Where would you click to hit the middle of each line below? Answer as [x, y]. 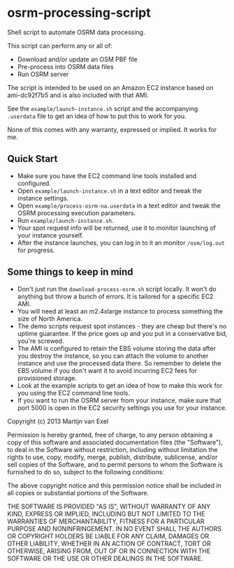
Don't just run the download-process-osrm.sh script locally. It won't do [117, 289]
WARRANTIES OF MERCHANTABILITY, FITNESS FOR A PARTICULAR [106, 521]
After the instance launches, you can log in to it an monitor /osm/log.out [121, 242]
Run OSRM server [43, 74]
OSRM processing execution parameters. [76, 213]
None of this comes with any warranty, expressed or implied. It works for [112, 129]
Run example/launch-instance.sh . [65, 220]
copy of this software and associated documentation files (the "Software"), [115, 442]
